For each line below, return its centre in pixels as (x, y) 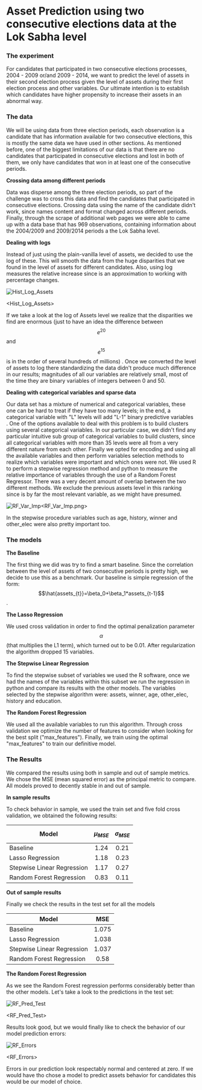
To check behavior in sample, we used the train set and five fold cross (93, 809)
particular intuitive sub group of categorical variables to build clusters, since (101, 437)
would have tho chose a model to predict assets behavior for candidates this (101, 1075)
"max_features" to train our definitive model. (61, 744)
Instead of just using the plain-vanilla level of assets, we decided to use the (99, 254)
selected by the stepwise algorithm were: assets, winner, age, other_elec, (97, 695)
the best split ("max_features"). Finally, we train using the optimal (87, 738)
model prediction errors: (36, 1033)
